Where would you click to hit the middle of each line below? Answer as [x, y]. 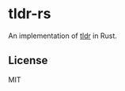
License [28, 61]
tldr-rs [30, 14]
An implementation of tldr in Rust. [62, 36]
